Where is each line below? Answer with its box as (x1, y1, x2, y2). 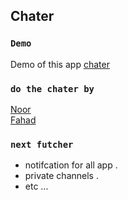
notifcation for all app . (24, 159, 118, 171)
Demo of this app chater (10, 58, 110, 70)
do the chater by (10, 83, 95, 94)
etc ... (24, 180, 49, 193)
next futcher (10, 139, 74, 150)
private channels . (24, 170, 99, 182)
